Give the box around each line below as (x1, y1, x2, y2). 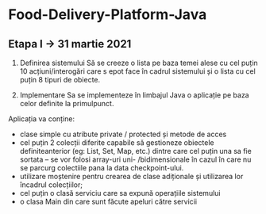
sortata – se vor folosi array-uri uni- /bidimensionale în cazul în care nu (19, 155, 252, 164)
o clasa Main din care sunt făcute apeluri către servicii (19, 197, 197, 206)
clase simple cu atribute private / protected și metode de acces (19, 129, 227, 139)
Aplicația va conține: (8, 114, 75, 124)
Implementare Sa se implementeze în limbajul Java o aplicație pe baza (19, 90, 249, 100)
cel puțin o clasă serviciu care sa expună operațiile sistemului (19, 189, 221, 197)
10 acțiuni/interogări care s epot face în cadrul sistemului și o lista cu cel (19, 67, 256, 76)
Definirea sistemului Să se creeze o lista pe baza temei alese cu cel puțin (19, 58, 258, 67)
